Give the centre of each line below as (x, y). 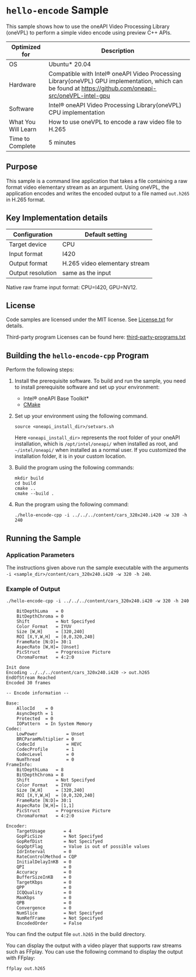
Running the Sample (43, 538)
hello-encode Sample (57, 10)
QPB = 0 (44, 903)
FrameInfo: (19, 765)
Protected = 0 (35, 719)
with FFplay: (21, 958)
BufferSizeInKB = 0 (44, 878)
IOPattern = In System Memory (55, 724)
